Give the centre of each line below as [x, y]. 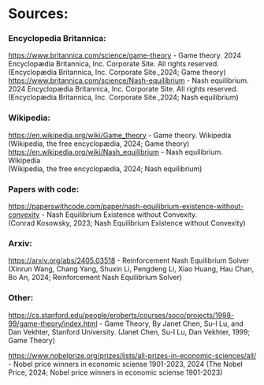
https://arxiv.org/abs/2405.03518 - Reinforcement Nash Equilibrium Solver [129, 260]
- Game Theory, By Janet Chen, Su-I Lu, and [171, 323]
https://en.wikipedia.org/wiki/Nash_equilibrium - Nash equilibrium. [115, 151]
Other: [21, 298]
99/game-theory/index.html [53, 323]
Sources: [38, 14]
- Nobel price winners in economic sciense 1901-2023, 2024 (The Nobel [125, 364]
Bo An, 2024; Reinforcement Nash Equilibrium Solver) [95, 278]
